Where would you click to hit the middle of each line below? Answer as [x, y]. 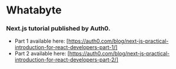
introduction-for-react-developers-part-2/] [67, 60]
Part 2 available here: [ [42, 54]
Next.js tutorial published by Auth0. [58, 29]
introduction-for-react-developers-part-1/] [66, 47]
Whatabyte [34, 10]
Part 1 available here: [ [41, 41]
